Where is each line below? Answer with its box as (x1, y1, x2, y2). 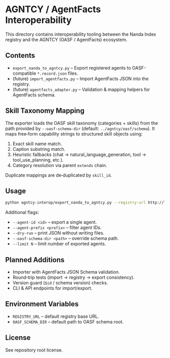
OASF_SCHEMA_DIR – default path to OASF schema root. (12, 318, 124, 324)
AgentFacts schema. (12, 91, 56, 97)
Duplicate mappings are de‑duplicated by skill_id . (5, 172, 112, 178)
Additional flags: (5, 209, 39, 215)
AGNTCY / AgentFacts (5, 4, 101, 15)
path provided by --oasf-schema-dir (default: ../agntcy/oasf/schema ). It (5, 125, 155, 132)
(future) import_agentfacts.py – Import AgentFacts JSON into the (12, 75, 149, 82)
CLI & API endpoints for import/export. (12, 285, 93, 291)
